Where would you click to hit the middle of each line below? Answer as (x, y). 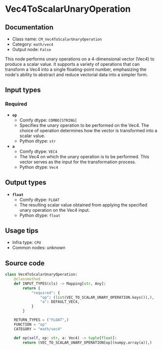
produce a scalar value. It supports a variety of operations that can (72, 64)
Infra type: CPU (26, 242)
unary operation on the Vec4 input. (55, 210)
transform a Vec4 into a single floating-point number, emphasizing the (76, 69)
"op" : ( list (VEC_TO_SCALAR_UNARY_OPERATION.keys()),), (97, 297)
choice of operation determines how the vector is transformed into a (88, 130)
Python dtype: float (40, 215)
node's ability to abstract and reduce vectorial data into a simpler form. (77, 74)
